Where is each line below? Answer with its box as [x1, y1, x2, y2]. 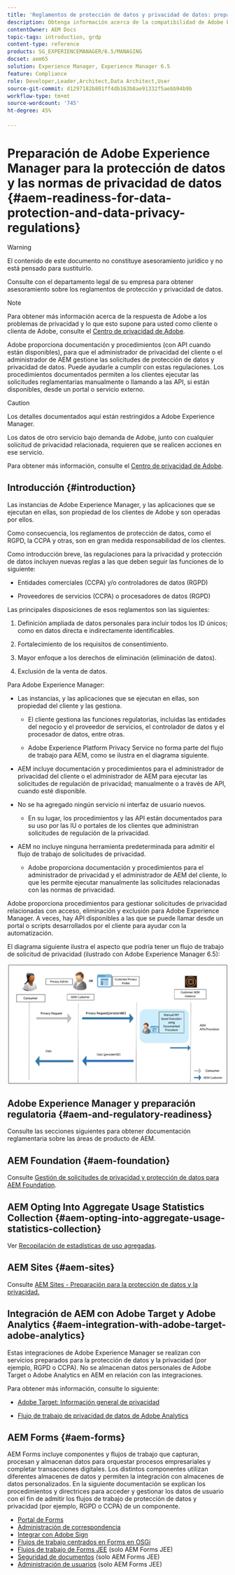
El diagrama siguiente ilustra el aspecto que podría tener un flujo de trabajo [7, 942, 224, 950]
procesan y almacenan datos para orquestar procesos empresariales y [7, 1458, 211, 1466]
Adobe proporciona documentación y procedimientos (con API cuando [7, 340, 211, 349]
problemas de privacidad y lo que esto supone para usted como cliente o [7, 319, 218, 328]
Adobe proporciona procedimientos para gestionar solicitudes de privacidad [7, 899, 227, 907]
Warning [7, 243, 31, 251]
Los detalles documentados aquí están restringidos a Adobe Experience [7, 412, 215, 420]
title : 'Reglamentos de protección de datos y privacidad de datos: [7, 11, 211, 18]
